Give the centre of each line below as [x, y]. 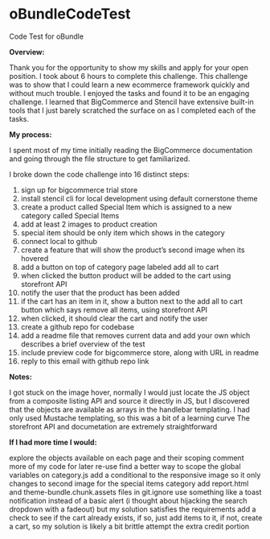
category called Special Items [70, 215]
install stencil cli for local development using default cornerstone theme [139, 198]
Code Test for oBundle [46, 36]
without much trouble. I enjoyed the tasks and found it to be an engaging [129, 93]
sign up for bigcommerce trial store [79, 189]
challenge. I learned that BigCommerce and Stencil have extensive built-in [131, 102]
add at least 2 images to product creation [89, 224]
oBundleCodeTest [70, 14]
